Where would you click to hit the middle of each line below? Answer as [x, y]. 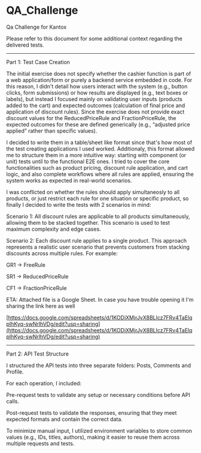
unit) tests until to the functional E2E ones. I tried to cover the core [88, 161]
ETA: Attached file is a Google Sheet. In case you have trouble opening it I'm [100, 299]
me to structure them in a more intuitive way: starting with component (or [96, 155]
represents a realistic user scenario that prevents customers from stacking [98, 247]
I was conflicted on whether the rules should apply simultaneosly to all [93, 192]
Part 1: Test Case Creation [38, 62]
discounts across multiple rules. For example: [62, 253]
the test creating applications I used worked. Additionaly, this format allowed [100, 149]
